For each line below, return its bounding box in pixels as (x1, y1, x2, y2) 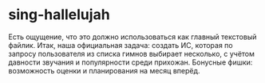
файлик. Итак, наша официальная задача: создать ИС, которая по (8, 40, 233, 49)
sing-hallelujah (8, 6, 110, 24)
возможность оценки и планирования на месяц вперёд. (8, 65, 201, 75)
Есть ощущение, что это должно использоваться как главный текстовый (8, 32, 257, 41)
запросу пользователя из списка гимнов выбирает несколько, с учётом (8, 49, 255, 58)
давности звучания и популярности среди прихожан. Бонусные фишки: (8, 57, 253, 67)
